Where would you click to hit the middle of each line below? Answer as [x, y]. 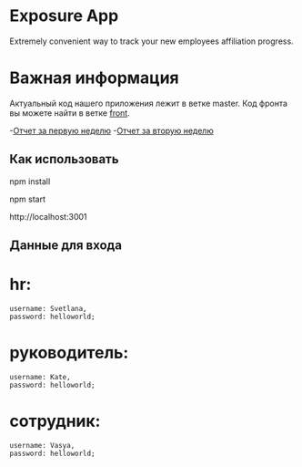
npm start [28, 199]
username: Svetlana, [49, 309]
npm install [30, 181]
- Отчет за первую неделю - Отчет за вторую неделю [111, 130]
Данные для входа [66, 246]
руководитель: [69, 353]
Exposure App [64, 16]
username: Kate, [40, 377]
